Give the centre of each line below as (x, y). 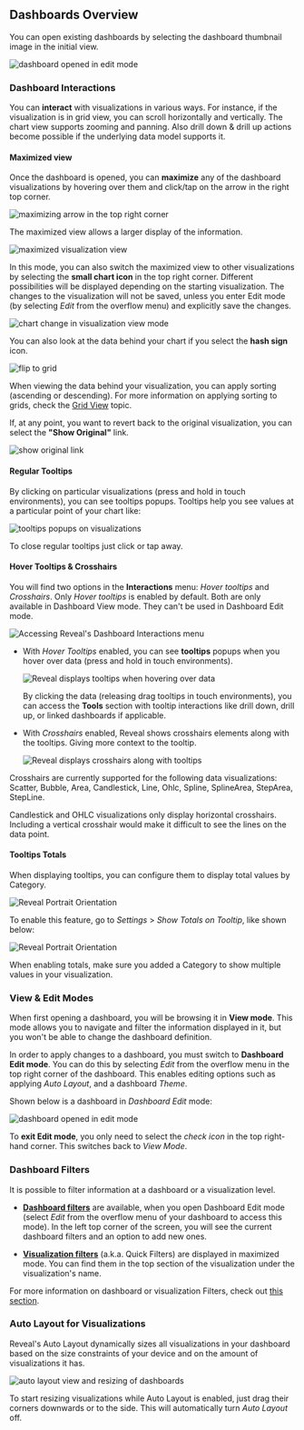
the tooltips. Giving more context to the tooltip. (109, 742)
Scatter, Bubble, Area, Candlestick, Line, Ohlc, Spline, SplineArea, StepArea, (151, 787)
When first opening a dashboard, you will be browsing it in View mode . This (151, 1018)
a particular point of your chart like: (75, 510)
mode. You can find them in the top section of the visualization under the (158, 1264)
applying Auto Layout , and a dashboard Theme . (98, 1084)
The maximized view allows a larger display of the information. (126, 232)
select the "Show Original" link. (69, 433)
